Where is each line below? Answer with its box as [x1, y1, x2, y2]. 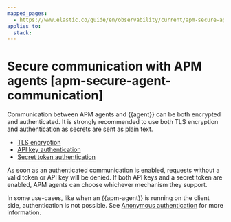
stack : [13, 29, 32, 36]
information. [7, 208, 42, 217]
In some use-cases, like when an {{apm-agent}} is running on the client [7, 194, 210, 202]
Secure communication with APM [7, 59, 203, 74]
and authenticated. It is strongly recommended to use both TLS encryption [7, 118, 219, 126]
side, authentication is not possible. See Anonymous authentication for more [7, 201, 223, 210]
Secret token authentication [16, 153, 96, 161]
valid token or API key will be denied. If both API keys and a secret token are [7, 173, 223, 182]
